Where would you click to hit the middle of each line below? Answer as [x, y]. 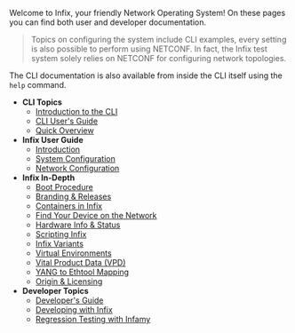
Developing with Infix [74, 309]
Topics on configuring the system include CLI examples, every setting [159, 40]
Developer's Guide [69, 300]
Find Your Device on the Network [96, 215]
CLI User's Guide [67, 121]
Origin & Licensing [69, 281]
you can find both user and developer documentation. [108, 22]
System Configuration [75, 159]
